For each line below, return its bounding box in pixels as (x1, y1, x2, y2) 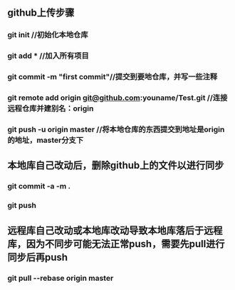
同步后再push (7, 251, 68, 263)
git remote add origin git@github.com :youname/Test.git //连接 (7, 93, 228, 103)
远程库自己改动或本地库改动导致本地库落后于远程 (7, 224, 223, 236)
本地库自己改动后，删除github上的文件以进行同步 (7, 159, 224, 171)
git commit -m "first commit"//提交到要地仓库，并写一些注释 (7, 72, 218, 82)
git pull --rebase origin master (7, 273, 114, 283)
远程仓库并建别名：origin (7, 104, 94, 114)
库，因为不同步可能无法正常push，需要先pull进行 (7, 238, 225, 250)
